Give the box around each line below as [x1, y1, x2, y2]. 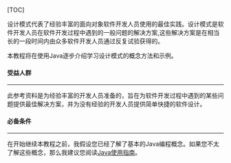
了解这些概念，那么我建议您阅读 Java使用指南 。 [7, 149, 142, 157]
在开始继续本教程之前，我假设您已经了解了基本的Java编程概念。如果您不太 [7, 140, 220, 148]
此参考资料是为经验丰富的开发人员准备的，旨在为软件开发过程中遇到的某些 [7, 92, 218, 100]
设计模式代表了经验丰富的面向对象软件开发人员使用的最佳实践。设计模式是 [7, 20, 218, 28]
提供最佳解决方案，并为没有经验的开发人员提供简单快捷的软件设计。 [12, 100, 206, 108]
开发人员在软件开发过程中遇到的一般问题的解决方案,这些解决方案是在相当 [12, 29, 220, 36]
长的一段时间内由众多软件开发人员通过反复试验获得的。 [7, 37, 164, 45]
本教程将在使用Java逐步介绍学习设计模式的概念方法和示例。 [7, 51, 177, 60]
